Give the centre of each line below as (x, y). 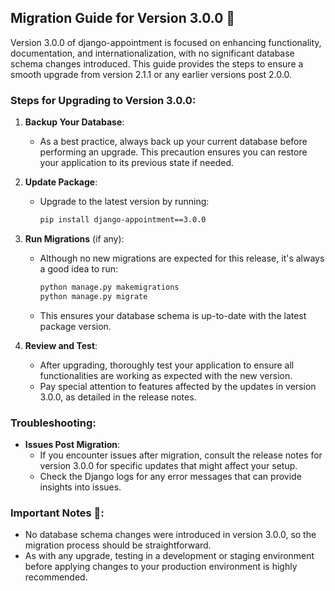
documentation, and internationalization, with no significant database (152, 53)
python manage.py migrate (93, 296)
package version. (75, 326)
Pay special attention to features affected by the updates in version (178, 386)
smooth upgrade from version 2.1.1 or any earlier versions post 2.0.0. (151, 74)
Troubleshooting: (53, 423)
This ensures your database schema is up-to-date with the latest (173, 315)
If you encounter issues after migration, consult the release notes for (181, 455)
